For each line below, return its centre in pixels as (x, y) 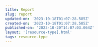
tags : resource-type (27, 37)
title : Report (20, 10)
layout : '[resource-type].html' (39, 32)
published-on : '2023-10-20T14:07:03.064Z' (50, 28)
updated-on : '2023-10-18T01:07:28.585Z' (48, 19)
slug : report (19, 14)
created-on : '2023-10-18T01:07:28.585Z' (48, 23)
